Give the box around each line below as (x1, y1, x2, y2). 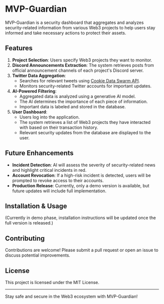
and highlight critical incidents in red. (12, 167, 87, 173)
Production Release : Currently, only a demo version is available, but (12, 182, 150, 188)
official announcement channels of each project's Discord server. (12, 67, 144, 73)
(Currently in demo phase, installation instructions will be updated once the (5, 215, 156, 221)
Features (5, 44, 33, 52)
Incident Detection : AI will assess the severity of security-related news (12, 162, 156, 168)
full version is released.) (5, 220, 54, 226)
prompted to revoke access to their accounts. (12, 177, 104, 183)
